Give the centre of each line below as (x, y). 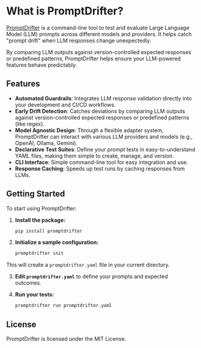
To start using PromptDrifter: (41, 208)
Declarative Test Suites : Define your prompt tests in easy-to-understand (105, 149)
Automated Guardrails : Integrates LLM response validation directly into (103, 98)
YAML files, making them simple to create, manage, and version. (94, 156)
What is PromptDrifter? (65, 11)
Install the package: (40, 220)
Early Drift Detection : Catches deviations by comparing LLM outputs (100, 111)
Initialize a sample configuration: (57, 242)
